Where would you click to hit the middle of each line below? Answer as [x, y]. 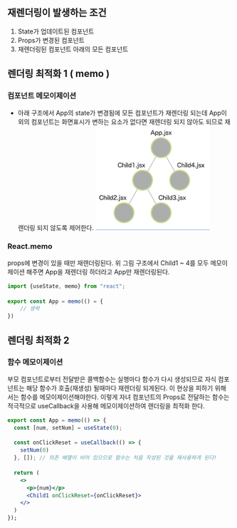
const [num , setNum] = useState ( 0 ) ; [68, 428]
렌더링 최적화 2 [38, 340]
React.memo [30, 247]
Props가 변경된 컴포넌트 [51, 40]
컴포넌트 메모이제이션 [42, 96]
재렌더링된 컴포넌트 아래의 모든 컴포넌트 [73, 49]
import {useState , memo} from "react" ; [67, 286]
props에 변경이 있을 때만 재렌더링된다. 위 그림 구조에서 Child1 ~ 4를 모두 [108, 263]
